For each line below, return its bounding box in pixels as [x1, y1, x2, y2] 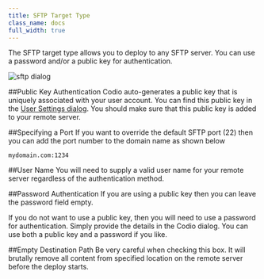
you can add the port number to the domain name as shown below [8, 136, 226, 146]
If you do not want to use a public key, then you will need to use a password [8, 213, 256, 223]
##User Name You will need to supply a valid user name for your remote [8, 166, 244, 175]
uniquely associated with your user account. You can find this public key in [8, 96, 253, 105]
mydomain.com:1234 [8, 151, 69, 159]
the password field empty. [8, 197, 94, 207]
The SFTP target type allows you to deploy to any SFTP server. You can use [8, 48, 255, 58]
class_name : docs [8, 19, 66, 27]
